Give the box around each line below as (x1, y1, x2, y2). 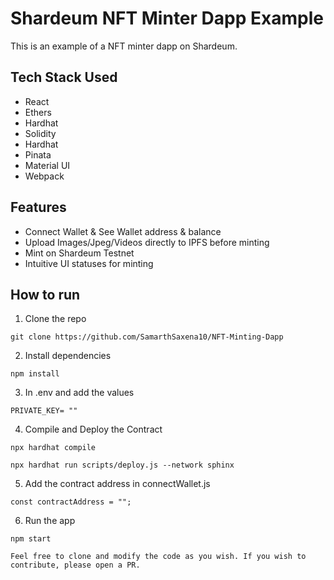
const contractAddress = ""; (10, 497, 132, 507)
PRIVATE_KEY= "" (10, 406, 78, 416)
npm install (10, 369, 60, 379)
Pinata (24, 148, 52, 161)
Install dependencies (24, 350, 112, 362)
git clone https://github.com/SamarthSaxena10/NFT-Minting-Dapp (10, 332, 284, 342)
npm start (10, 534, 52, 544)
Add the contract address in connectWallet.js (24, 478, 211, 490)
